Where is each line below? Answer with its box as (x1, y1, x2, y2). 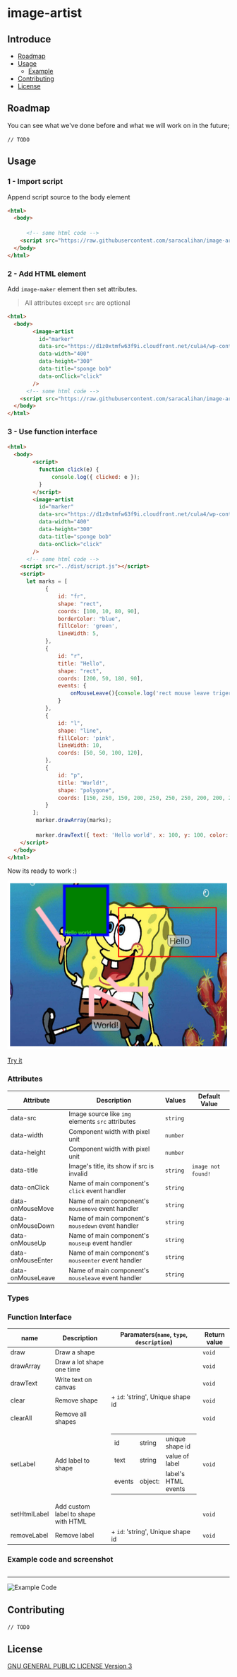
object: (140, 1477, 160, 1485)
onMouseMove (10, 1204, 54, 1212)
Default (197, 1092, 221, 1101)
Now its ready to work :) (7, 866, 78, 875)
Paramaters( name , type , (119, 1330, 188, 1338)
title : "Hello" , (57, 660, 106, 667)
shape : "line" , (57, 727, 102, 734)
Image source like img (68, 1110, 132, 1118)
